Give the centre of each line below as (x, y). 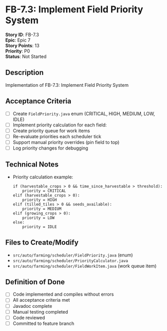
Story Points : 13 (22, 45)
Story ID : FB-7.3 (22, 34)
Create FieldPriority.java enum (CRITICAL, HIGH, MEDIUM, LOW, (84, 114)
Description (24, 73)
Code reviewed (29, 318)
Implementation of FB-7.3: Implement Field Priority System (67, 85)
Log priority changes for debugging (50, 148)
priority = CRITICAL (44, 191)
